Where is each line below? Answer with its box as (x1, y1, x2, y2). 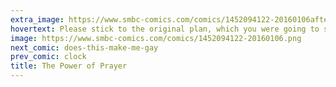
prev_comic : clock (10, 52, 87, 62)
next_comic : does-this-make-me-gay (10, 42, 159, 53)
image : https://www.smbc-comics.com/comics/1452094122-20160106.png (10, 33, 302, 43)
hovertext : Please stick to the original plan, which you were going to (10, 24, 320, 34)
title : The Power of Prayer (10, 61, 128, 71)
